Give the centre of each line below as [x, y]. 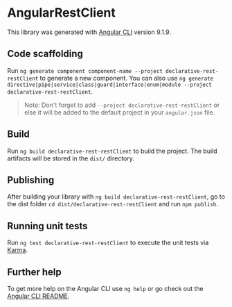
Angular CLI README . [38, 296]
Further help [35, 272]
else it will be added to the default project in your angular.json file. [119, 112]
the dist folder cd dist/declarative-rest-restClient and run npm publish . [113, 204]
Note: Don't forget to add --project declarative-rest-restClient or [122, 105]
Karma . [17, 250]
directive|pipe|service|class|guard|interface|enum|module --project [110, 85]
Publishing [31, 180]
